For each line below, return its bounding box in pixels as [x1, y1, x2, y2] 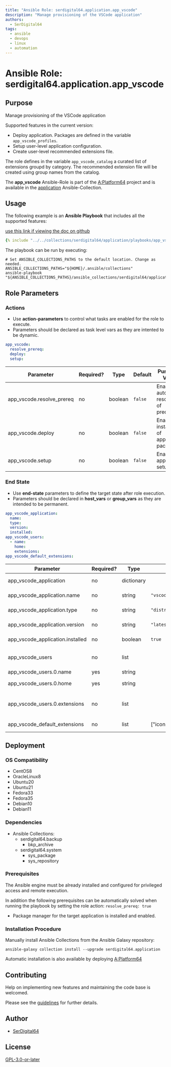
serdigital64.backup [20, 836, 63, 842]
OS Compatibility [5, 756, 48, 763]
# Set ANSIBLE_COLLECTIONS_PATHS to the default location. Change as [5, 257, 156, 262]
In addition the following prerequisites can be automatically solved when [5, 897, 157, 903]
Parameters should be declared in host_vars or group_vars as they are [12, 495, 161, 501]
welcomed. [5, 989, 29, 995]
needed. [5, 262, 22, 267]
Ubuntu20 [12, 779, 34, 785]
